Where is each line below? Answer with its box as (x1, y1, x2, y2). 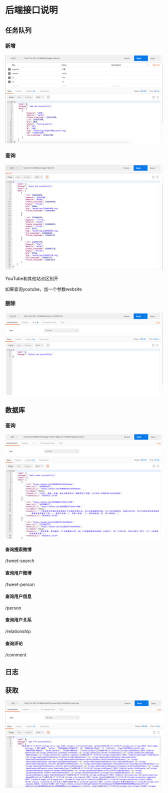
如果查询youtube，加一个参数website (5, 286, 82, 292)
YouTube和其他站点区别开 (5, 275, 58, 281)
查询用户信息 (5, 593, 31, 599)
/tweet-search (5, 558, 34, 564)
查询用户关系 (5, 617, 31, 623)
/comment (5, 652, 26, 658)
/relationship (5, 628, 31, 634)
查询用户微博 (5, 569, 31, 575)
